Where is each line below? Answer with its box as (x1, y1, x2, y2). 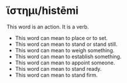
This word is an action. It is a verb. (6, 23, 89, 30)
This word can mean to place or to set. (15, 34, 108, 41)
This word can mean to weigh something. (15, 46, 115, 53)
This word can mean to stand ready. (15, 65, 102, 72)
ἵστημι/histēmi (6, 4, 79, 17)
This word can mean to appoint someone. (15, 59, 115, 66)
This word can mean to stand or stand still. (15, 41, 118, 48)
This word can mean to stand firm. (15, 71, 98, 78)
